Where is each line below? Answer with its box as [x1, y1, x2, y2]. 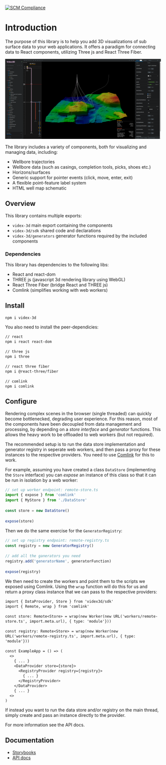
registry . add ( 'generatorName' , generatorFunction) [5, 559, 112, 564]
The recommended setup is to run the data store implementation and [5, 441, 145, 447]
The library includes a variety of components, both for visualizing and [5, 144, 147, 150]
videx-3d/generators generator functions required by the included [12, 233, 147, 239]
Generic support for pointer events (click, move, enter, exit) [12, 174, 133, 181]
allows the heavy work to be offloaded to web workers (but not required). [5, 432, 154, 438]
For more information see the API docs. [5, 722, 85, 728]
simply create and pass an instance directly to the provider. [5, 712, 126, 718]
